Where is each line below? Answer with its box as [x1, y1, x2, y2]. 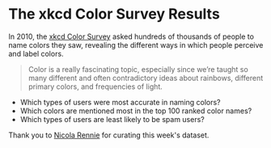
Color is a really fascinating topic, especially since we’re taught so [28, 64, 248, 74]
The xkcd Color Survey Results [8, 5, 220, 23]
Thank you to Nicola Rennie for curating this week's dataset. [8, 130, 210, 140]
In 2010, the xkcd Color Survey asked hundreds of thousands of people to [8, 32, 255, 41]
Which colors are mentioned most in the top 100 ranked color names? [19, 106, 252, 116]
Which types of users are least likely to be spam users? [19, 114, 205, 124]
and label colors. [8, 49, 64, 58]
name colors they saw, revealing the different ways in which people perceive [8, 40, 264, 49]
